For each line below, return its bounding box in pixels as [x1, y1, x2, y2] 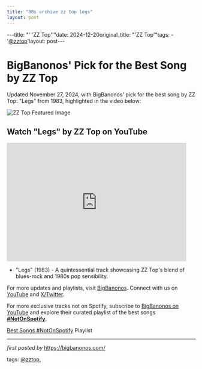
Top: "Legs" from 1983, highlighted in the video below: [7, 98, 141, 105]
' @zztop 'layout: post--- [7, 37, 65, 45]
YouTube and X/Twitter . [7, 291, 65, 298]
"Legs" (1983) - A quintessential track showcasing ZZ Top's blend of [15, 266, 185, 274]
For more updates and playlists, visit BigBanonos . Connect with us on [7, 284, 178, 292]
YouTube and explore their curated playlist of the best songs [7, 309, 156, 316]
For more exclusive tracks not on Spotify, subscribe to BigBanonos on [7, 302, 179, 310]
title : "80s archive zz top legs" [7, 8, 94, 15]
